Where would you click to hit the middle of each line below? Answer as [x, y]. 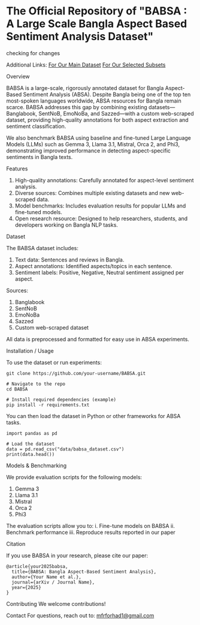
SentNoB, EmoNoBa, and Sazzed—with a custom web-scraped [116, 113]
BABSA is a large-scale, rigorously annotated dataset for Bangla [85, 88]
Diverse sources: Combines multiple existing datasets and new [92, 193]
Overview [18, 76]
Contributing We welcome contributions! [56, 603]
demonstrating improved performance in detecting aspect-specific [89, 151]
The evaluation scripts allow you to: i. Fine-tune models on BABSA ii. [90, 525]
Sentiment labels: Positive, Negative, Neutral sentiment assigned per [99, 272]
